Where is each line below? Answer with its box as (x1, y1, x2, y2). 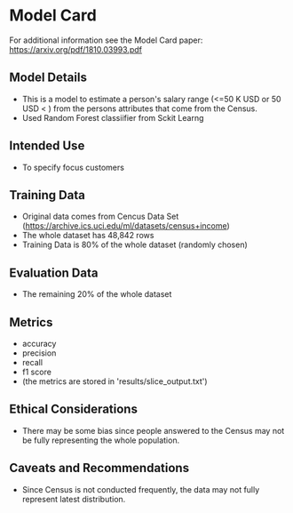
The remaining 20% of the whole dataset (21, 289, 172, 300)
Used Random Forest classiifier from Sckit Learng (21, 112, 204, 123)
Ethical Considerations (9, 402, 138, 417)
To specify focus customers (21, 162, 124, 172)
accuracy (21, 339, 57, 349)
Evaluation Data (9, 265, 99, 280)
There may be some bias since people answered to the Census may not (21, 425, 285, 436)
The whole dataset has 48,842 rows (21, 230, 154, 241)
